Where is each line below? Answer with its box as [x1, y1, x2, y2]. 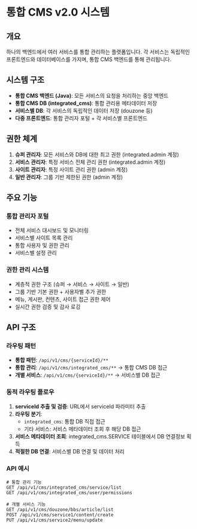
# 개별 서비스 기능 [6, 501, 46, 507]
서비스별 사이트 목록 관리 [14, 235, 73, 242]
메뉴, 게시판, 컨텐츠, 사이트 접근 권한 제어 [14, 295, 111, 303]
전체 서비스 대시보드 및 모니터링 [14, 227, 89, 234]
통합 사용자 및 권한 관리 [14, 242, 70, 249]
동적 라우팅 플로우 [6, 388, 55, 396]
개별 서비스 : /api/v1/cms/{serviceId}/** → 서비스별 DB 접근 [14, 371, 160, 378]
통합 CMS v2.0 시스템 [6, 5, 110, 19]
